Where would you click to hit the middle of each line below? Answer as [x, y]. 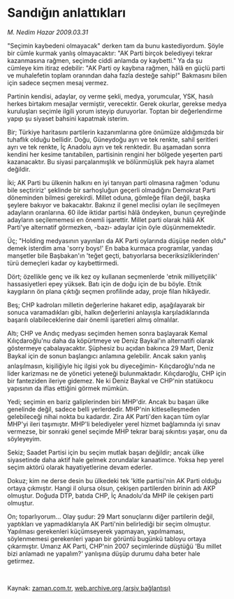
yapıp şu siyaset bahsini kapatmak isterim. [68, 118]
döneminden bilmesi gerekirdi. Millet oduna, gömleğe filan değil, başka [109, 198]
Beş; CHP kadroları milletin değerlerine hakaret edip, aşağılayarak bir [106, 304]
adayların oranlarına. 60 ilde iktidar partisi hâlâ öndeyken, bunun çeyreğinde [117, 212]
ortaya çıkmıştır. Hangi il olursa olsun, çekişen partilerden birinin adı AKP [111, 488]
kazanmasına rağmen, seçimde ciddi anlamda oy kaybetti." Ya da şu [105, 60]
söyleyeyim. [24, 438]
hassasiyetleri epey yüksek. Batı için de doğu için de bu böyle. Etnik [104, 283]
